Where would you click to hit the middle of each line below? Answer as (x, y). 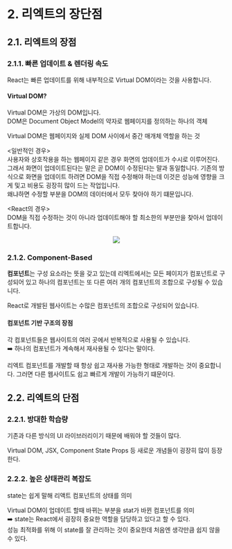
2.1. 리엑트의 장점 (42, 42)
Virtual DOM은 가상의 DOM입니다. (54, 112)
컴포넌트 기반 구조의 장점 (40, 323)
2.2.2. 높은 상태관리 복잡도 (49, 479)
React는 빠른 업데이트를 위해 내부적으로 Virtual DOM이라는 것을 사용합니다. (109, 80)
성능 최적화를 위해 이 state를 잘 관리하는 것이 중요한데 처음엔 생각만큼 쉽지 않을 (114, 530)
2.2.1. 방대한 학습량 (38, 419)
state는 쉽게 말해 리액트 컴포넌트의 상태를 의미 (70, 495)
